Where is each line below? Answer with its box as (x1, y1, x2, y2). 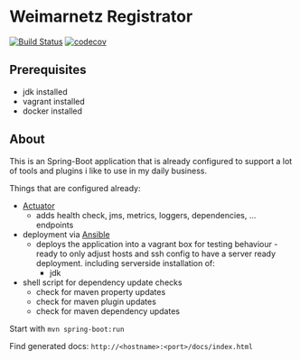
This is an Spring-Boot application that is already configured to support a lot (9, 155, 293, 166)
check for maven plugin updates (35, 296, 156, 307)
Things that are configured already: (9, 182, 141, 193)
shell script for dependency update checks (22, 277, 183, 288)
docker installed (22, 106, 83, 116)
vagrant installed (22, 96, 86, 106)
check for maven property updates (35, 286, 166, 297)
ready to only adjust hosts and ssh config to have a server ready (35, 248, 277, 259)
